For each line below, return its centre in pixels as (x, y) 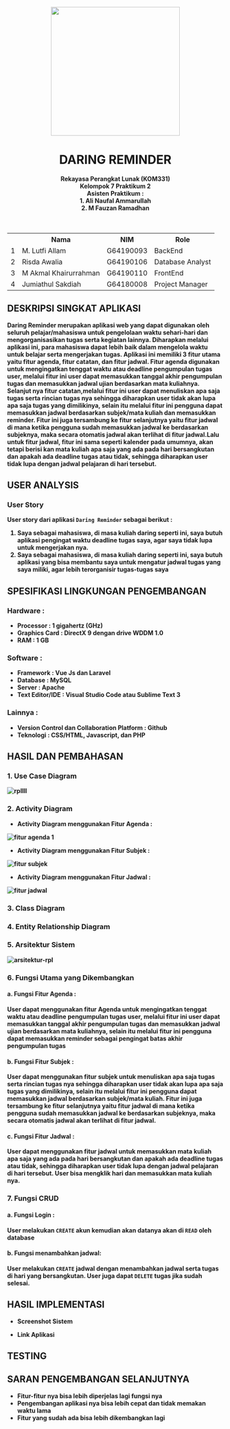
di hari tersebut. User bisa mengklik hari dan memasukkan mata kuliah (110, 1174)
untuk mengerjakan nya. (53, 548)
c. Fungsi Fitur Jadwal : (41, 1136)
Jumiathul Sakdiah (51, 284)
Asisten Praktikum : (115, 193)
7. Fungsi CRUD (33, 1198)
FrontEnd (169, 273)
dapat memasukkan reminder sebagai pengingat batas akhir (95, 1038)
